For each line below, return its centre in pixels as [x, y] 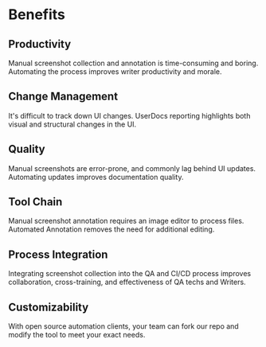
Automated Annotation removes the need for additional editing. [111, 229]
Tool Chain [35, 202]
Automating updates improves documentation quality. [96, 177]
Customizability [49, 307]
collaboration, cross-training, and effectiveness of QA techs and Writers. [127, 282]
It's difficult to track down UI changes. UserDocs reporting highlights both [129, 115]
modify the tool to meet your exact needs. [77, 335]
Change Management [63, 97]
